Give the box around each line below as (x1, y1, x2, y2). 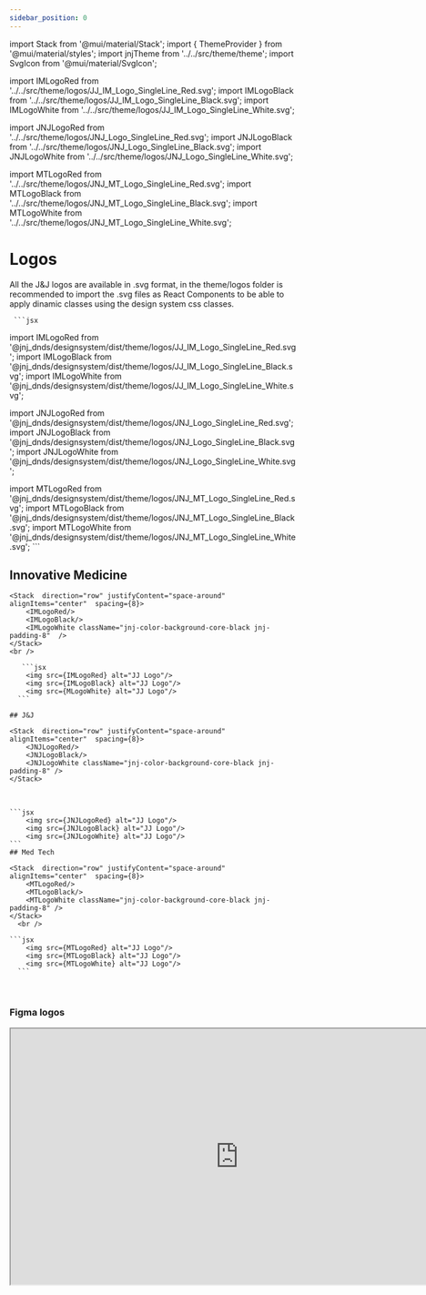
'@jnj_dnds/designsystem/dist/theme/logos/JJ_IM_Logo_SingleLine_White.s (9, 379, 294, 391)
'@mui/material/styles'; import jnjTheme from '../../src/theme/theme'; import (9, 47, 294, 59)
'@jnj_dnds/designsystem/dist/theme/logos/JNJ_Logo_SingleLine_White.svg (9, 456, 296, 467)
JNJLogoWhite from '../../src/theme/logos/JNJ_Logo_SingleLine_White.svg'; (9, 151, 294, 162)
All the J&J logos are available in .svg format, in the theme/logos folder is (9, 278, 284, 289)
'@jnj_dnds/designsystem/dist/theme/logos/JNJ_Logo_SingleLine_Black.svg (9, 436, 296, 447)
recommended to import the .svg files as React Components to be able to (9, 288, 285, 299)
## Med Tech (9, 848, 55, 857)
